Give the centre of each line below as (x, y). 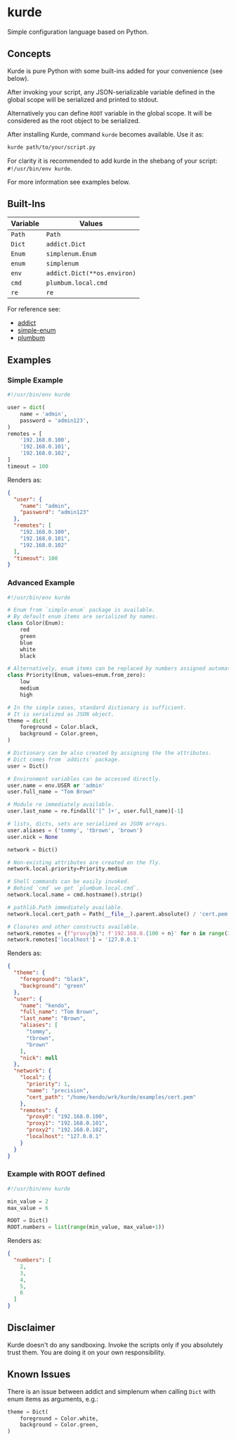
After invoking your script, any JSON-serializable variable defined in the (111, 92)
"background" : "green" (53, 986)
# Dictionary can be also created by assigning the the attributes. (110, 753)
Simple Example (35, 380)
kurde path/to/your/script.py (52, 147)
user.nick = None (33, 837)
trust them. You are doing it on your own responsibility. (86, 1352)
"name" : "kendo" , (45, 1005)
